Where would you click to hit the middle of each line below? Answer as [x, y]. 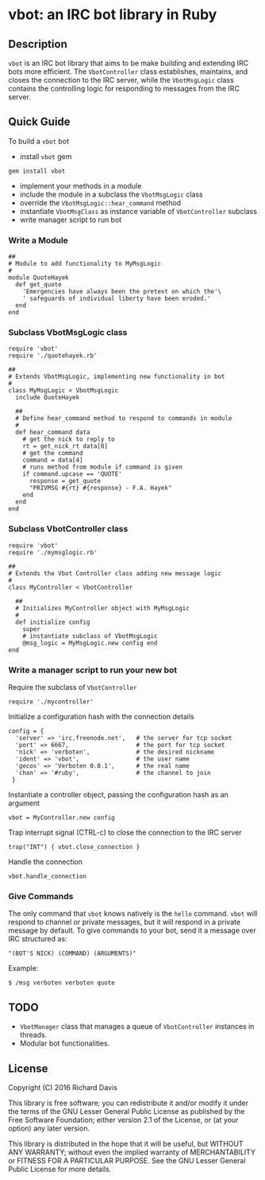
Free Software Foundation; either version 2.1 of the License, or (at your [123, 1120]
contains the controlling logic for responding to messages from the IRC [124, 88]
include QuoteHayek [48, 398]
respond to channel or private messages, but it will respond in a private [124, 922]
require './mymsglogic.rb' [53, 552]
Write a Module [38, 240]
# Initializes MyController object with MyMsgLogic [103, 608]
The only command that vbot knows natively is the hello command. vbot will [133, 913]
